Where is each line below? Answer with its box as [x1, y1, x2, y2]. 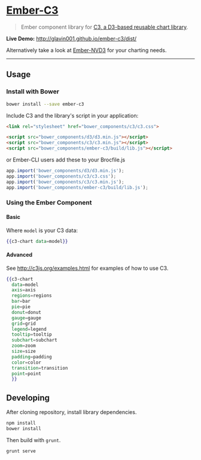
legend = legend [11, 326, 47, 332]
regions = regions [11, 293, 52, 299]
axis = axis [11, 287, 36, 293]
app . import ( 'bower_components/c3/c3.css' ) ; [6, 173, 117, 179]
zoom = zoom [11, 343, 36, 349]
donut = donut [11, 309, 42, 315]
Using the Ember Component [6, 199, 92, 207]
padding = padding [11, 354, 52, 360]
